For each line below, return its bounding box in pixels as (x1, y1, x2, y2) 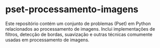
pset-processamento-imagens (5, 4, 139, 15)
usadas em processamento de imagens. (5, 37, 89, 43)
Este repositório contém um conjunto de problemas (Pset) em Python (5, 20, 151, 27)
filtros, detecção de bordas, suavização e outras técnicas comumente (5, 31, 152, 37)
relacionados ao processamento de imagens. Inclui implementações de (5, 26, 155, 32)
